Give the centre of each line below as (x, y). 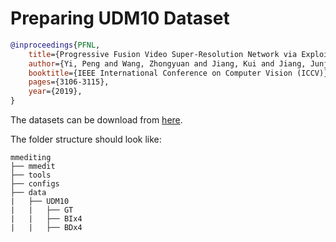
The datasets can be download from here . (96, 120)
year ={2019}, (55, 92)
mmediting (31, 158)
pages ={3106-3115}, (69, 82)
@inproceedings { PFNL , (55, 45)
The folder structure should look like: (86, 139)
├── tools (31, 175)
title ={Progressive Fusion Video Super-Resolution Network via (163, 54)
